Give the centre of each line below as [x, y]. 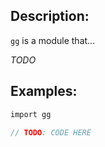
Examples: [44, 91]
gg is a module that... [53, 40]
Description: [50, 16]
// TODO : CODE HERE [51, 132]
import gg [31, 114]
